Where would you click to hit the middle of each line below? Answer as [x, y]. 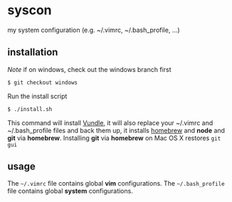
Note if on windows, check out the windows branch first [89, 69]
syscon [30, 10]
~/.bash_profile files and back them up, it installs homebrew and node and [116, 130]
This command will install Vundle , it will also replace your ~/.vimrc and [110, 122]
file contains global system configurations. [70, 191]
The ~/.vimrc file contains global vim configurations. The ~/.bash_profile [116, 184]
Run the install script [37, 96]
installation [33, 52]
